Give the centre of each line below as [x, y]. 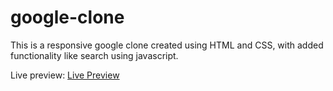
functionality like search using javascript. [94, 55]
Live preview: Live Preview [65, 75]
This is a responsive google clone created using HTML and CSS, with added [167, 45]
